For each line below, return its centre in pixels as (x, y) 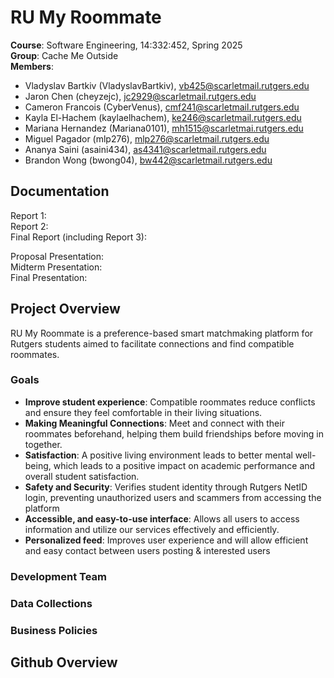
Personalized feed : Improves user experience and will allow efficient (166, 540)
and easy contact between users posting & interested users (147, 550)
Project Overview (65, 309)
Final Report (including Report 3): (78, 237)
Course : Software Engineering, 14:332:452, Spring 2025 (126, 45)
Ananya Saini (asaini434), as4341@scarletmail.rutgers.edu (145, 149)
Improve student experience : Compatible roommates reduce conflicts (170, 402)
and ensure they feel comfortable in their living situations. (143, 412)
